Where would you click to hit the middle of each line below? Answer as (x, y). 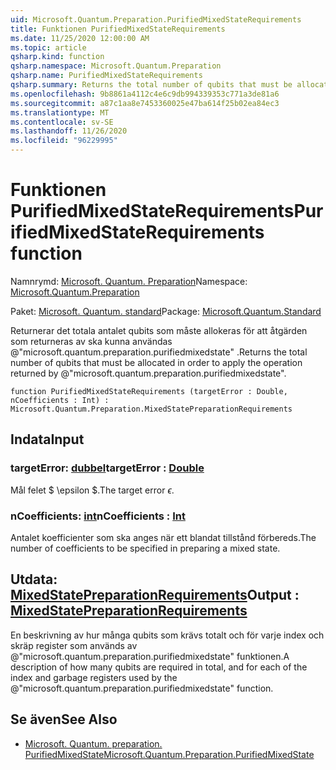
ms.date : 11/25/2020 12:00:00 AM (80, 38)
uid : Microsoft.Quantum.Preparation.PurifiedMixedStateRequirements (156, 19)
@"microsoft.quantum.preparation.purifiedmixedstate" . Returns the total (159, 352)
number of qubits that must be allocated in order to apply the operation (156, 362)
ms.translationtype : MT (60, 112)
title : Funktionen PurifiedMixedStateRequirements (118, 29)
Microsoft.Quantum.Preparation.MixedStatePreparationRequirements (151, 409)
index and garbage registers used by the (94, 677)
